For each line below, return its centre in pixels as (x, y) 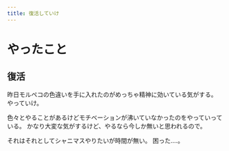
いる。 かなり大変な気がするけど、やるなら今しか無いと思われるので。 (107, 126)
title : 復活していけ (33, 13)
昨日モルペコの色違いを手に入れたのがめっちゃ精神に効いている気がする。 (112, 94)
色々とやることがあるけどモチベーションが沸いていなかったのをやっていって (115, 118)
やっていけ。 (25, 102)
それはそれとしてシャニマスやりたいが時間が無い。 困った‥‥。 (95, 140)
